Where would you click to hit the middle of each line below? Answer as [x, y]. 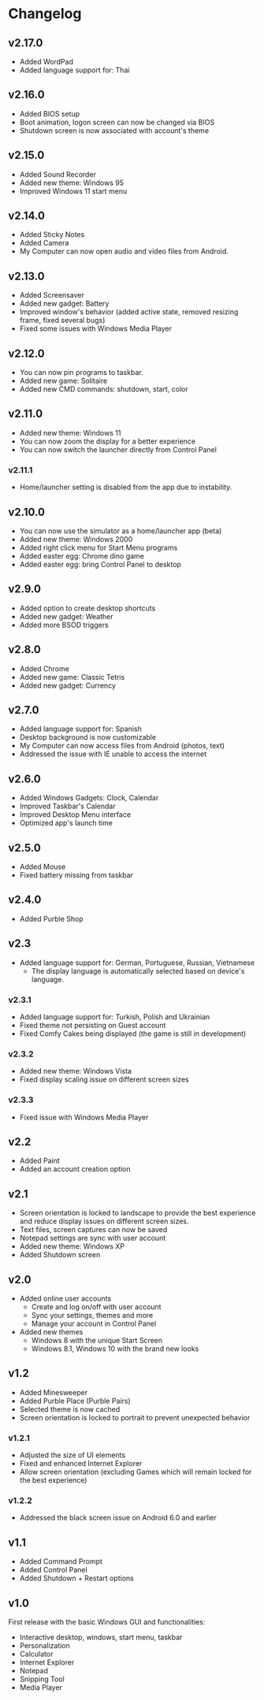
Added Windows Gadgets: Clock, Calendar [89, 798]
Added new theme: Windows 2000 [76, 539]
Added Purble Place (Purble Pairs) [75, 1401]
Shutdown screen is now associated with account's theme [114, 130]
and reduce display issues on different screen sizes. [104, 1221]
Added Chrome [44, 668]
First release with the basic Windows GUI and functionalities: [107, 1622]
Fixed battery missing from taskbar [76, 875]
